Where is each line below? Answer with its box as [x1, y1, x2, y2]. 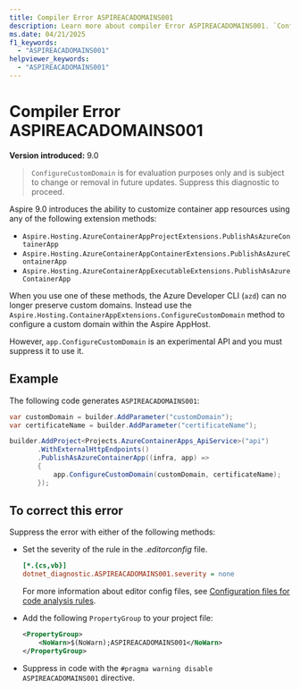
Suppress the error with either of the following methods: [9, 526, 216, 537]
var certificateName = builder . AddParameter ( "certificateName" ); [9, 421, 257, 430]
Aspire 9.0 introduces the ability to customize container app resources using [9, 203, 290, 215]
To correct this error [9, 503, 123, 518]
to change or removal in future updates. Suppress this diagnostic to [30, 176, 279, 188]
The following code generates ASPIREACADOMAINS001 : [9, 395, 200, 406]
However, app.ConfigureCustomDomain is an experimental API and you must [9, 336, 283, 347]
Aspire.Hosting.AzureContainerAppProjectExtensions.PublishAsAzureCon [21, 231, 291, 241]
